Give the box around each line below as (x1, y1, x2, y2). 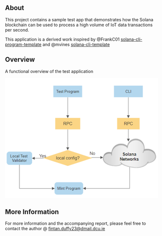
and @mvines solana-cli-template (42, 41, 110, 47)
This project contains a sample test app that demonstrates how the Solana (5, 16, 154, 22)
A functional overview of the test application (5, 68, 94, 74)
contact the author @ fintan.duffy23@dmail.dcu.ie (5, 226, 105, 232)
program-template (5, 41, 42, 47)
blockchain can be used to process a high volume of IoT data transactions (5, 22, 153, 28)
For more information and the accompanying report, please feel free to (5, 221, 146, 226)
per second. (5, 27, 29, 33)
